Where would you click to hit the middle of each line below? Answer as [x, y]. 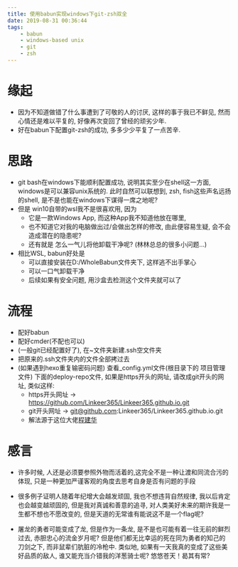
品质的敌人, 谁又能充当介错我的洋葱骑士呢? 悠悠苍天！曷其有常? [117, 556]
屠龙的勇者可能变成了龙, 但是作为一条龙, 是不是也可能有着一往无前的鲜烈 [124, 529]
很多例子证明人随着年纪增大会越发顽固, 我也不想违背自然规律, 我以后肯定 [124, 496]
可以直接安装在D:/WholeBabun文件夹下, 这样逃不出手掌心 [112, 262]
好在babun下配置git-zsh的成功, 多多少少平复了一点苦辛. [99, 129]
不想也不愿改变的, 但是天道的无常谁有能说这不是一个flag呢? [117, 514]
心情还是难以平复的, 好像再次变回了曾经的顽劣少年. [92, 121]
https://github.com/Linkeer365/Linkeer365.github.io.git [109, 402]
